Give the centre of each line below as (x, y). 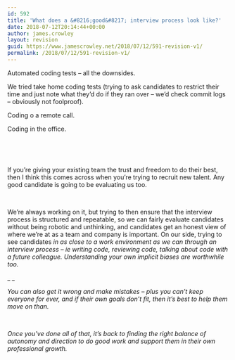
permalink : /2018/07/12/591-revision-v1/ (69, 53)
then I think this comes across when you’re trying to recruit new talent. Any (116, 177)
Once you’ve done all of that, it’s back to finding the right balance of (107, 333)
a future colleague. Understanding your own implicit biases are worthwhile (116, 257)
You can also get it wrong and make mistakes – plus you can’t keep (106, 291)
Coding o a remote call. (41, 115)
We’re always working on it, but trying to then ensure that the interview (110, 212)
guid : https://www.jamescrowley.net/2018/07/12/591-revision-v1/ (105, 46)
